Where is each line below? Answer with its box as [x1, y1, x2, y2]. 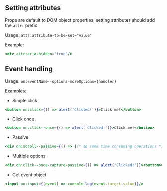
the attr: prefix [5, 22, 37, 28]
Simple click [12, 97, 37, 103]
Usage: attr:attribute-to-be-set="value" [5, 32, 92, 38]
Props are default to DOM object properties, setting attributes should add [5, 17, 155, 23]
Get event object [12, 172, 47, 178]
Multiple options [12, 153, 46, 159]
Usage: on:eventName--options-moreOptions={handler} [5, 78, 117, 84]
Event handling [5, 65, 53, 73]
